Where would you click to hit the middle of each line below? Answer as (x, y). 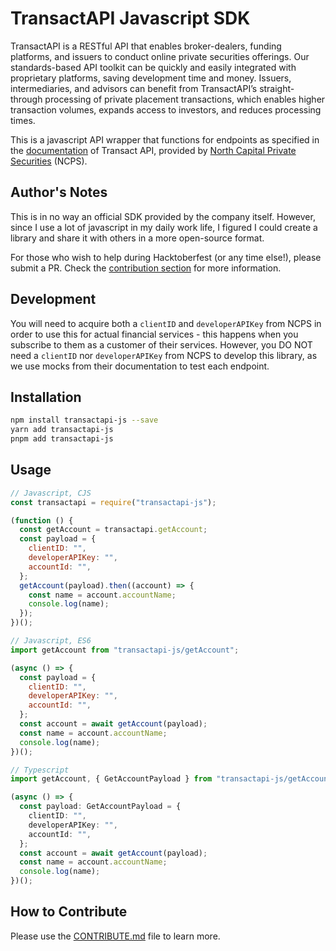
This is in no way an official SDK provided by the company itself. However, (163, 216)
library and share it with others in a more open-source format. (137, 238)
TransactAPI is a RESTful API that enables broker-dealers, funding (146, 46)
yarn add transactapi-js (62, 430)
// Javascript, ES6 (51, 641)
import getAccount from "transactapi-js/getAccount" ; (125, 650)
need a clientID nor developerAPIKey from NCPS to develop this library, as (164, 355)
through (26, 99)
